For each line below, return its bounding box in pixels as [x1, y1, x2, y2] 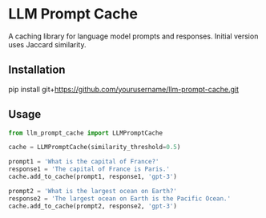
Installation [8, 63, 66, 77]
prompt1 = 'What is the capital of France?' [8, 158, 159, 166]
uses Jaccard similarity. [8, 39, 87, 49]
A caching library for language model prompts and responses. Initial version [8, 31, 259, 41]
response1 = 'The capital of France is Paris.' [8, 165, 171, 173]
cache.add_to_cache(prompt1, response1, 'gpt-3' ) [8, 173, 178, 181]
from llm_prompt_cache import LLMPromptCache [8, 129, 163, 137]
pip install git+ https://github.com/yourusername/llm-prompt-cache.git [8, 84, 239, 94]
